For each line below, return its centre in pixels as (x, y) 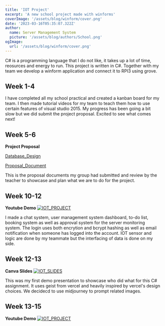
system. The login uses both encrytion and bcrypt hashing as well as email (81, 228)
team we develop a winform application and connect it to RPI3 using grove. (81, 71)
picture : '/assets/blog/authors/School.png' (56, 37)
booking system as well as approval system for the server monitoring (75, 223)
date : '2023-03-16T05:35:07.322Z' (41, 23)
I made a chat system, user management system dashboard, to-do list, (77, 217)
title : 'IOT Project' (27, 10)
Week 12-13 (23, 259)
